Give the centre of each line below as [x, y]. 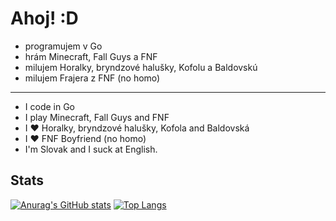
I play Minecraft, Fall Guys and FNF [97, 117]
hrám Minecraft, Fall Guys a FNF [91, 56]
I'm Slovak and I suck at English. [91, 149]
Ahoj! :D [44, 18]
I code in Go [49, 106]
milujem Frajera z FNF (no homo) [92, 78]
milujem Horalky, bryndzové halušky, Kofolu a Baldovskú [141, 67]
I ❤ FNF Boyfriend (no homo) [85, 138]
